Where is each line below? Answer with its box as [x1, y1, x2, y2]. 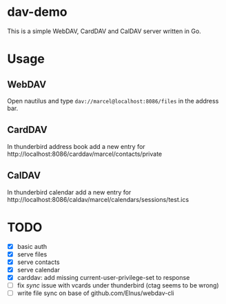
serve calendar [17, 265, 61, 274]
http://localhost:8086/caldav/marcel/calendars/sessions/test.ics [7, 195, 189, 203]
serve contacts [17, 258, 60, 266]
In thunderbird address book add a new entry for [7, 142, 146, 150]
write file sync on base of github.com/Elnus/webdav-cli [17, 289, 174, 297]
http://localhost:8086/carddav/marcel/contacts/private [7, 150, 163, 158]
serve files [17, 250, 48, 259]
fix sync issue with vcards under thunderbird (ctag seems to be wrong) [17, 281, 219, 290]
